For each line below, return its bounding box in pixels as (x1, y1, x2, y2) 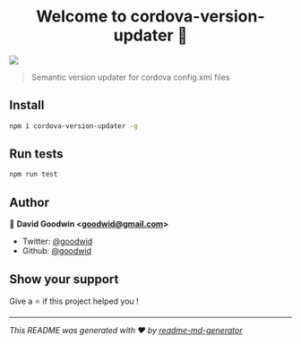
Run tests (9, 146, 64, 162)
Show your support (9, 271, 119, 287)
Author (9, 194, 49, 210)
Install (9, 98, 45, 113)
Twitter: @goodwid (21, 236, 93, 247)
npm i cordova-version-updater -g (9, 121, 139, 131)
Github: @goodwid (21, 245, 92, 256)
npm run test (9, 170, 58, 179)
